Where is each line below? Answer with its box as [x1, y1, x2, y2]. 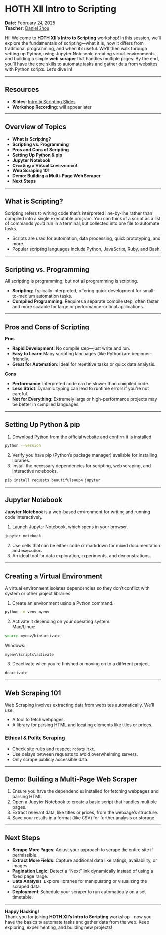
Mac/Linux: [12, 623, 36, 630]
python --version [5, 443, 41, 448]
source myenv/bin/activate [5, 633, 61, 638]
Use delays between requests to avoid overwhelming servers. [12, 751, 138, 757]
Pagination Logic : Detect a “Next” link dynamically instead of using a [12, 868, 153, 874]
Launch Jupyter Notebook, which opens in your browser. [12, 524, 128, 530]
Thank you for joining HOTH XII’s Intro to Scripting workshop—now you [5, 914, 152, 920]
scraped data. [12, 883, 41, 890]
